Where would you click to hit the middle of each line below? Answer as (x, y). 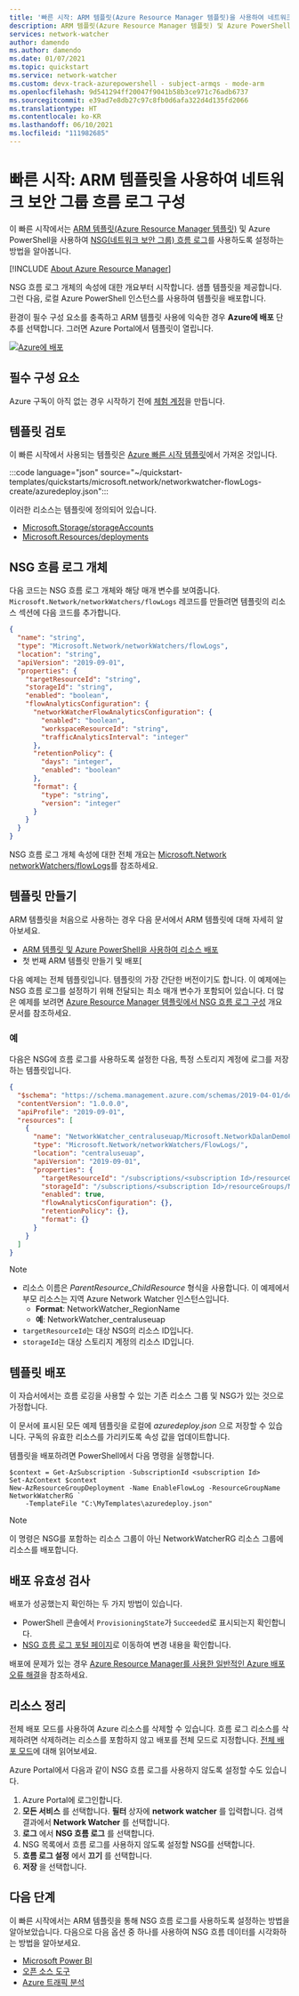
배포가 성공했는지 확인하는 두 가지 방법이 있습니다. (96, 1604)
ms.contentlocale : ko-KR (55, 117)
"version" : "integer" (81, 803)
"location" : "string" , (59, 654)
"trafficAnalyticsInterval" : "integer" (115, 737)
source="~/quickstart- (141, 473)
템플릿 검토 (38, 432)
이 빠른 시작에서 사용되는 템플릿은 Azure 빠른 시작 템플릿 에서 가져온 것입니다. (143, 455)
